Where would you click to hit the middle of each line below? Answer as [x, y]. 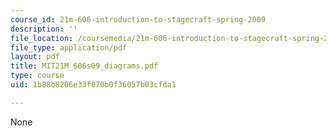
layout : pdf [35, 57]
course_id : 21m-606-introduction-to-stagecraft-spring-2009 [138, 19]
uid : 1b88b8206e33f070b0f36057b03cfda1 [93, 85]
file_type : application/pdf [69, 47]
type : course [37, 76]
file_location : [42, 38]
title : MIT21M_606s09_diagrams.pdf [84, 66]
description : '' [44, 29]
